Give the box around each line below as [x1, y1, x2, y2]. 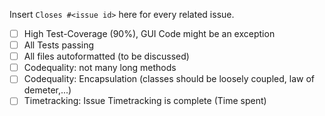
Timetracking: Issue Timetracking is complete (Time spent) [23, 95, 267, 107]
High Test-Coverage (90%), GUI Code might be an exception [23, 28, 276, 39]
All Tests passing [23, 39, 95, 51]
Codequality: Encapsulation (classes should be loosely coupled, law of [23, 73, 316, 85]
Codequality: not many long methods [23, 62, 177, 74]
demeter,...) [23, 84, 72, 96]
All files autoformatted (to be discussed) [23, 50, 190, 63]
